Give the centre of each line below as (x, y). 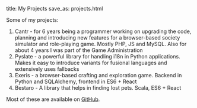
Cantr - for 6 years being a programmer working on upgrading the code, (103, 31)
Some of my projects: (32, 20)
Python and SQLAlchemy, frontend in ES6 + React (76, 81)
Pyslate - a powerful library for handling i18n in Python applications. (97, 56)
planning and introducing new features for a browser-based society (97, 37)
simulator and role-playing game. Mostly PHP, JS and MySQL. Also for (101, 44)
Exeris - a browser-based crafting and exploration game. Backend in (98, 75)
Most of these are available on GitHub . (53, 99)
